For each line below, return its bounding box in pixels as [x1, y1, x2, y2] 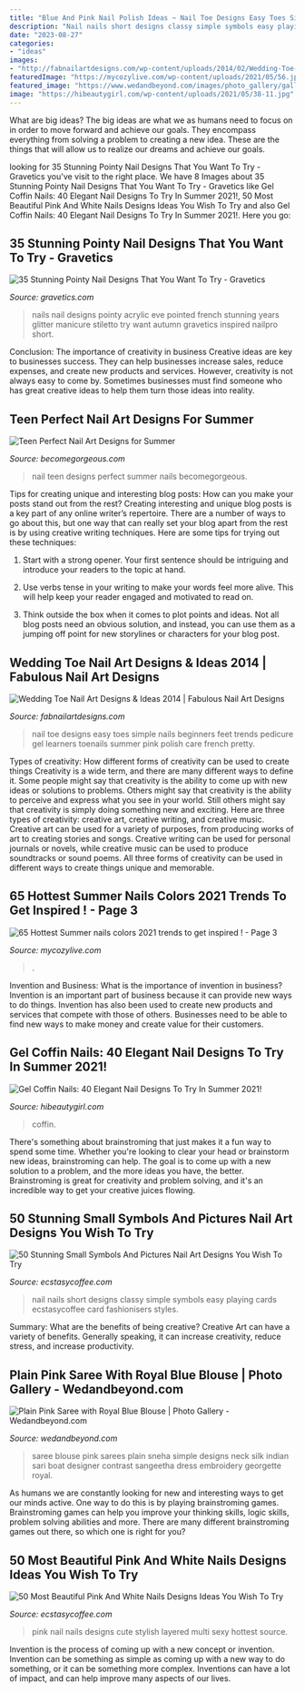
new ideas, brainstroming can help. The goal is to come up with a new [9, 1155, 271, 1166]
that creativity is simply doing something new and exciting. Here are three [9, 804, 285, 815]
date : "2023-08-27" [9, 30, 84, 39]
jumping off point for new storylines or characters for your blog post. [22, 629, 280, 640]
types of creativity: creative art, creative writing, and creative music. [9, 814, 265, 825]
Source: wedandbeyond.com [9, 1433, 118, 1444]
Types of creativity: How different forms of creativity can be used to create [9, 755, 290, 766]
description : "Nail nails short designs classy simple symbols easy [9, 22, 274, 31]
